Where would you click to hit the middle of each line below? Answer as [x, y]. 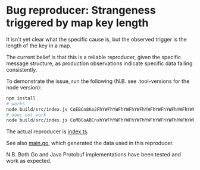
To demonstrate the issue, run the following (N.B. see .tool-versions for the [98, 81]
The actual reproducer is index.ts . [48, 131]
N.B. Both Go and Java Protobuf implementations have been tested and [94, 155]
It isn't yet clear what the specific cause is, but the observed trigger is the [97, 39]
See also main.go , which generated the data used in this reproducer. [90, 143]
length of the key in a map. [39, 46]
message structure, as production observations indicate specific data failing [99, 63]
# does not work [26, 115]
